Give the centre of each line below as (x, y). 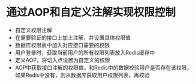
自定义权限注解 (33, 30)
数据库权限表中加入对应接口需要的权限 (62, 45)
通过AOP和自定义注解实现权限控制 (91, 12)
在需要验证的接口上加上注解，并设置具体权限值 (73, 37)
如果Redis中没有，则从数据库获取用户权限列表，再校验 (82, 75)
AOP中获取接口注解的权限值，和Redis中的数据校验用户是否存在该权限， (103, 67)
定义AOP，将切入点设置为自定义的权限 (62, 60)
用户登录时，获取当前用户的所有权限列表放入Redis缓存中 (85, 52)
